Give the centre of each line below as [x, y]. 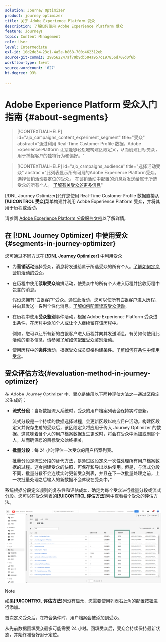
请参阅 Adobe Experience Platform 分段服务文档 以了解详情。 [67, 218]
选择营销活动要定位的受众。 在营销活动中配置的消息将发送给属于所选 [87, 179]
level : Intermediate [26, 47]
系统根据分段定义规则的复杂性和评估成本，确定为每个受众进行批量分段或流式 [83, 490]
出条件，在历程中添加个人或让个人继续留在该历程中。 [66, 323]
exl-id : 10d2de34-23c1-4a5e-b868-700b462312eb [54, 52]
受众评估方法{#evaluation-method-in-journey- [78, 373]
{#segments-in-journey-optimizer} [61, 243]
